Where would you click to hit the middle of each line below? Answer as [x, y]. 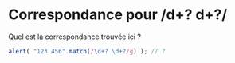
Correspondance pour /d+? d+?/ [118, 15]
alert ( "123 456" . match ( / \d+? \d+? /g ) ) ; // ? [87, 51]
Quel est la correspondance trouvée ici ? [75, 37]
